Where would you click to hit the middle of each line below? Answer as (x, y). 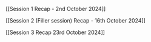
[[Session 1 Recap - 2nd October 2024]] (56, 9)
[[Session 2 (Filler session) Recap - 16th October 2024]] (76, 20)
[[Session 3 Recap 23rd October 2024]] (55, 32)
